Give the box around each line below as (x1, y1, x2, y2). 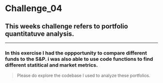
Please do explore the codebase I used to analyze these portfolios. (16, 73, 150, 79)
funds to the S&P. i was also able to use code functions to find (5, 55, 153, 62)
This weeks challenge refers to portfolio (5, 22, 129, 30)
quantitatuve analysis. (5, 29, 74, 38)
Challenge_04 (5, 3, 62, 14)
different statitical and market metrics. (5, 61, 98, 68)
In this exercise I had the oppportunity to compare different (5, 49, 147, 56)
